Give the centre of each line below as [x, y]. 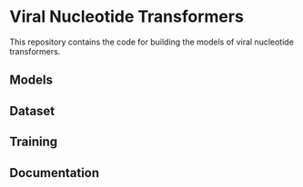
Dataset [32, 111]
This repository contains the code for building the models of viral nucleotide [151, 42]
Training [34, 142]
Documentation [55, 173]
